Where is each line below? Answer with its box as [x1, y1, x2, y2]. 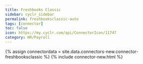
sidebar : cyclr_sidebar [5, 12, 55, 17]
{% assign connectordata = [5, 48, 61, 55]
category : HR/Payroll [5, 35, 50, 40]
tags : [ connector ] [5, 21, 43, 26]
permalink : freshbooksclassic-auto [5, 16, 79, 21]
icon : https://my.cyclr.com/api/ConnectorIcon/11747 [5, 30, 117, 35]
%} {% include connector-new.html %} [43, 54, 123, 60]
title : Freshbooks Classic [5, 7, 61, 12]
